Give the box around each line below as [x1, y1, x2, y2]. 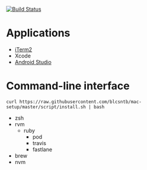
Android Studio [14, 58, 52, 65]
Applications [6, 27, 71, 40]
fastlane [32, 146, 52, 153]
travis [32, 139, 46, 146]
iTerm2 [14, 46, 33, 53]
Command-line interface [6, 79, 130, 93]
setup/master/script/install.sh [6, 104, 86, 110]
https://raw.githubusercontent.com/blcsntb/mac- [19, 98, 142, 105]
